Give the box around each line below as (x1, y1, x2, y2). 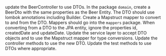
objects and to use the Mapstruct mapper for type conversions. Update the (5, 35, 158, 41)
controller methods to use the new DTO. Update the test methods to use (5, 40, 152, 46)
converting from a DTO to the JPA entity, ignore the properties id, (5, 25, 138, 31)
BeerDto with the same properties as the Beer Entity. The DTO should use (5, 9, 155, 15)
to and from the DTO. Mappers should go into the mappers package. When (5, 19, 155, 25)
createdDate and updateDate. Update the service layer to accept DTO (5, 30, 147, 36)
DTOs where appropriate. (5, 46, 57, 51)
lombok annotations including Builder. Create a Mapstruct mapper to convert (5, 15, 161, 20)
